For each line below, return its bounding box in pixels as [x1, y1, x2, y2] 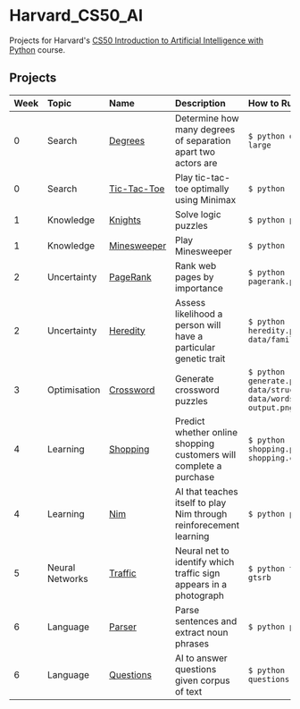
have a [174, 330, 204, 342]
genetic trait [174, 352, 226, 365]
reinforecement [174, 519, 239, 531]
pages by [174, 270, 214, 283]
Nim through [174, 507, 228, 519]
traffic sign [174, 567, 221, 579]
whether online [174, 426, 238, 438]
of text [174, 685, 203, 697]
